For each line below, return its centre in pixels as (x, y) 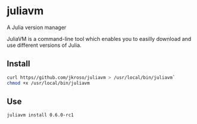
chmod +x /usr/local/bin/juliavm (48, 83)
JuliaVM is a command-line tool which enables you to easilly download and (99, 39)
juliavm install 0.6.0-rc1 (40, 115)
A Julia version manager (37, 27)
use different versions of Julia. (44, 45)
